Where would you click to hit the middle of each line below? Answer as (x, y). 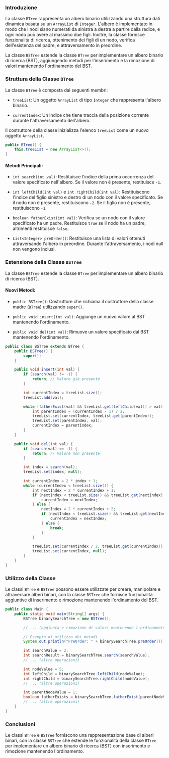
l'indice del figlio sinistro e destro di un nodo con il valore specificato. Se (88, 197)
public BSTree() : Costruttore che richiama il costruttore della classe (83, 301)
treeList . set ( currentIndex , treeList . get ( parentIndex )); (93, 416)
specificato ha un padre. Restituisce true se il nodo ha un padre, (79, 223)
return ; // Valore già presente (66, 379)
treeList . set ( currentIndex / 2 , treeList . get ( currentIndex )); (99, 547)
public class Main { (27, 609)
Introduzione (21, 8)
